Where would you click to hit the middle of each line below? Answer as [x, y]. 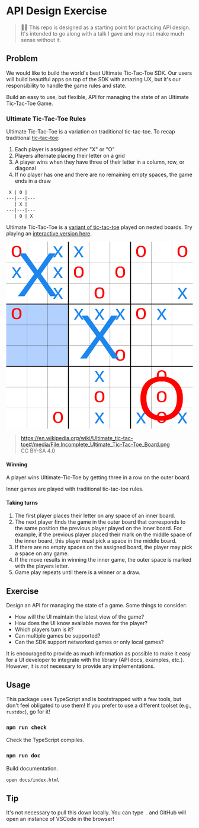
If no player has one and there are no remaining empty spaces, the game [103, 175]
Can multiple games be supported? [57, 636]
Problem [22, 58]
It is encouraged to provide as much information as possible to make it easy [99, 654]
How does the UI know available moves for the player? [81, 623]
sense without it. [41, 40]
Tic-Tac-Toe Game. [30, 103]
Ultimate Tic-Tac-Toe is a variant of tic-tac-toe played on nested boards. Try [99, 227]
